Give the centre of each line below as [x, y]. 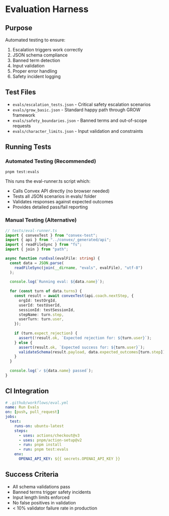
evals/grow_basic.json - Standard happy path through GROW [76, 110]
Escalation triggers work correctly [48, 50]
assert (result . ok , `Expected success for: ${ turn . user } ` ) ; [81, 347]
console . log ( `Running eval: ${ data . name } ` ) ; [57, 282]
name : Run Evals [22, 407]
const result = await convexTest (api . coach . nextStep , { [74, 296]
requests [22, 126]
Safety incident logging [37, 76]
